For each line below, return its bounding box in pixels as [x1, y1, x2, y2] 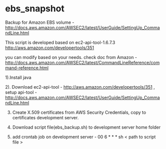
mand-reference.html [5, 65, 49, 71]
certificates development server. [12, 114, 79, 120]
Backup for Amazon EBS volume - [5, 19, 74, 25]
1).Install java [5, 74, 32, 80]
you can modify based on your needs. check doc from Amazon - [5, 54, 137, 60]
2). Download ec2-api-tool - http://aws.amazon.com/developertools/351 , [5, 84, 155, 90]
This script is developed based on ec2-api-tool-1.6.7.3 [5, 39, 115, 45]
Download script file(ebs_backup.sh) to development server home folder [12, 124, 161, 130]
